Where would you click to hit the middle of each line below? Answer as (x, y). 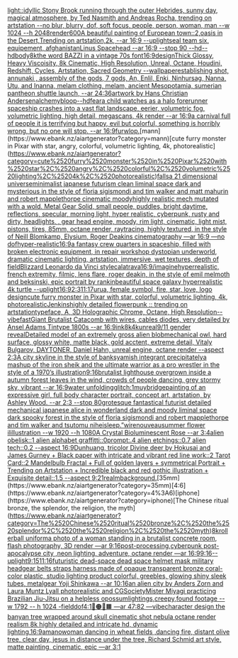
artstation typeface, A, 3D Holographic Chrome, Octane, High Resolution (112, 312)
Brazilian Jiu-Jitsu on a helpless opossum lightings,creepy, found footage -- (116, 598)
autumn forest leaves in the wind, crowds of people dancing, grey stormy (114, 380)
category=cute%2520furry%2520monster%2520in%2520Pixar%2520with (117, 161)
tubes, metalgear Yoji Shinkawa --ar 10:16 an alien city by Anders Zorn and (115, 583)
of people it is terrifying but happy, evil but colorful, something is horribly (114, 123)
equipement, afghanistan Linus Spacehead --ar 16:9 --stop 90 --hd (105, 48)
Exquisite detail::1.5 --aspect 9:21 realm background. (82, 478)
